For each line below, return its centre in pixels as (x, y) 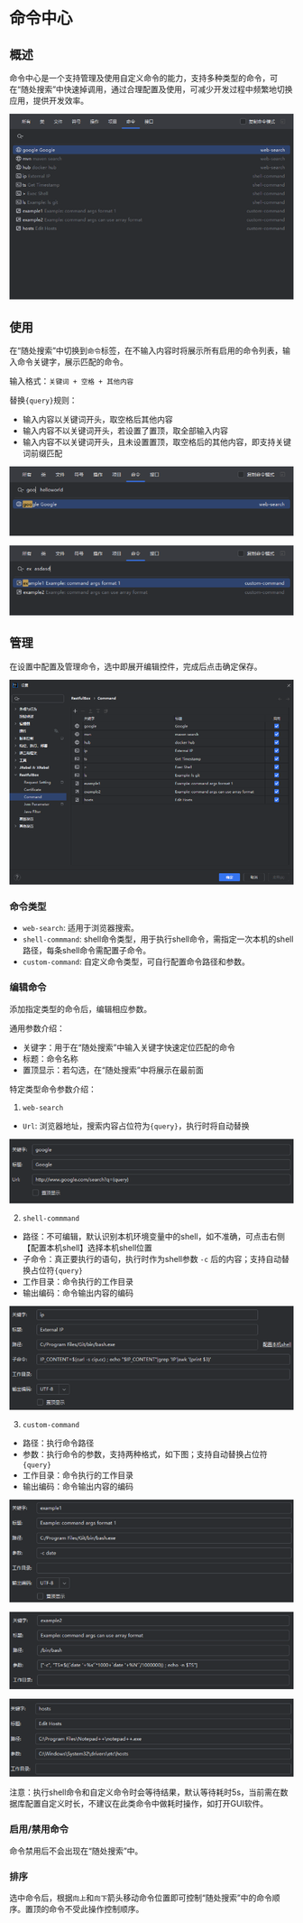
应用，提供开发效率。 (49, 101)
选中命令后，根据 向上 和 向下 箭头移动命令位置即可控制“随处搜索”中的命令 (141, 1898)
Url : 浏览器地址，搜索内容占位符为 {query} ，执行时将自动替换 (136, 1126)
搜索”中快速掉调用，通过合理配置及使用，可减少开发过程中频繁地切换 (165, 89)
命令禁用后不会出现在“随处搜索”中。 (76, 1851)
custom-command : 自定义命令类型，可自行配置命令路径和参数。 (136, 961)
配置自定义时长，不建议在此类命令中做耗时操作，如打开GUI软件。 (147, 1804)
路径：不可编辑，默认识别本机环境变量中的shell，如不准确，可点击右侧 (154, 1236)
